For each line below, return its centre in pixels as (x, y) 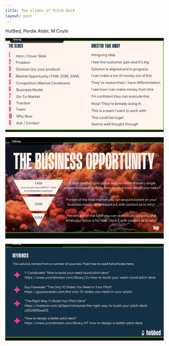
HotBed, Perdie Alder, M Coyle (37, 31)
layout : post (19, 16)
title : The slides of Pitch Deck (40, 11)
